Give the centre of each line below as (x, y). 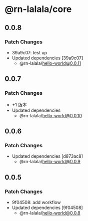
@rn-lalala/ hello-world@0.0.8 (50, 213)
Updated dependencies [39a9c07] (47, 58)
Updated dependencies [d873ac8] (47, 156)
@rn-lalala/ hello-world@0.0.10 (50, 115)
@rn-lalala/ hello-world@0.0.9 (50, 162)
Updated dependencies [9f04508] (47, 208)
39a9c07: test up (29, 52)
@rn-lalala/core (38, 9)
